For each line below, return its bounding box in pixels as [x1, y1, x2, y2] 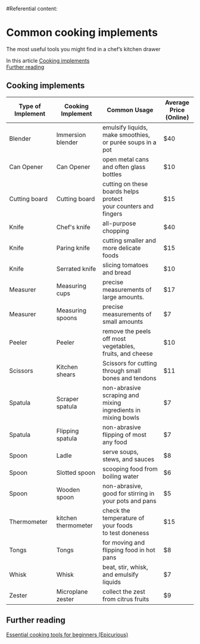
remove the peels [102, 327, 151, 335]
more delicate [102, 243, 141, 252]
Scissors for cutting [102, 359, 157, 367]
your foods [102, 521, 133, 529]
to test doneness [102, 529, 149, 537]
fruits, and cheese [102, 349, 153, 358]
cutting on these [102, 180, 148, 188]
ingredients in [102, 406, 141, 414]
